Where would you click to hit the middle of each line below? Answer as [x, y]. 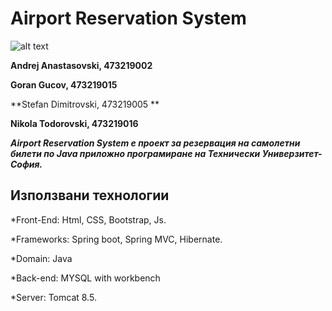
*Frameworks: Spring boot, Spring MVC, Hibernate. [116, 239]
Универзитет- [292, 153]
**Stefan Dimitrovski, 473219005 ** [85, 104]
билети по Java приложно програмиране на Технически [135, 153]
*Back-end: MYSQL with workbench [85, 278]
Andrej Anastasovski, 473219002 [81, 65]
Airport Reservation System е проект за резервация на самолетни [155, 143]
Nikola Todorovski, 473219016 [74, 123]
